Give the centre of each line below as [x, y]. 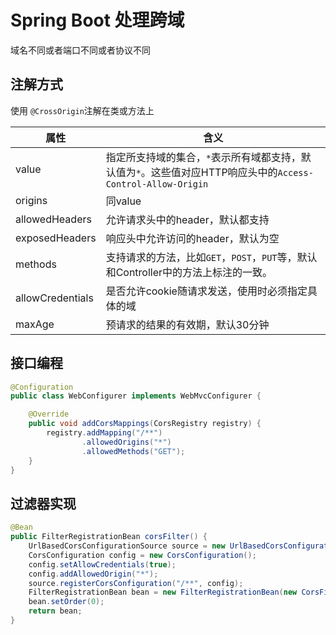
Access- [295, 172]
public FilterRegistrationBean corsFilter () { [109, 537]
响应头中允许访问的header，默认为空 [192, 238]
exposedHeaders [56, 238]
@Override [49, 414]
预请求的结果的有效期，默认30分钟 [187, 324]
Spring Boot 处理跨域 [97, 20]
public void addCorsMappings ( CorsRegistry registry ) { [145, 424]
